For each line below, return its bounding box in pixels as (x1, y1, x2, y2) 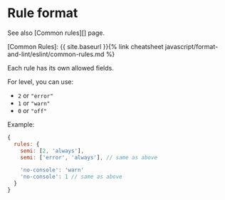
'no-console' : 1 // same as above (20, 173, 122, 181)
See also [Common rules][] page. (7, 28, 105, 37)
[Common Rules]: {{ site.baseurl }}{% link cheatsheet (7, 42, 164, 51)
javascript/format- (164, 42, 219, 51)
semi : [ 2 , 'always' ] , (20, 147, 84, 154)
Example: (7, 120, 35, 129)
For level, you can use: (7, 77, 73, 86)
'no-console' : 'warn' (20, 167, 84, 174)
